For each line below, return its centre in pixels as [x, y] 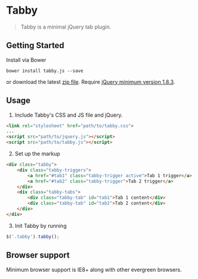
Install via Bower [26, 59]
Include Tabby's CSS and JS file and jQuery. [69, 115]
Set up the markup [37, 154]
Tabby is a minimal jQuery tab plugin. [66, 27]
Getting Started [35, 46]
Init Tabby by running [41, 225]
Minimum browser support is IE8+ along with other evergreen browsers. [94, 269]
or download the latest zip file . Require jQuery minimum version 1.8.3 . [91, 81]
